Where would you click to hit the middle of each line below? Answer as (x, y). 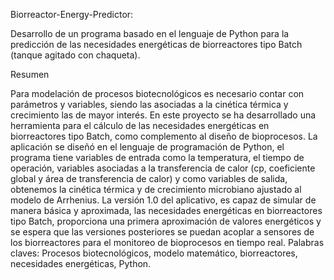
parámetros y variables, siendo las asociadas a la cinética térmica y (149, 104)
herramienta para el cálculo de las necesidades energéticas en (140, 125)
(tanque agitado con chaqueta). (75, 55)
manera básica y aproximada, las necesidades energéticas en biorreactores (166, 210)
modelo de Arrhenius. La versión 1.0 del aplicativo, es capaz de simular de (163, 200)
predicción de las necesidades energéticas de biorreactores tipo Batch (156, 44)
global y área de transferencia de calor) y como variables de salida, (149, 178)
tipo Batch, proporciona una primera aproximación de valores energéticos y (166, 221)
